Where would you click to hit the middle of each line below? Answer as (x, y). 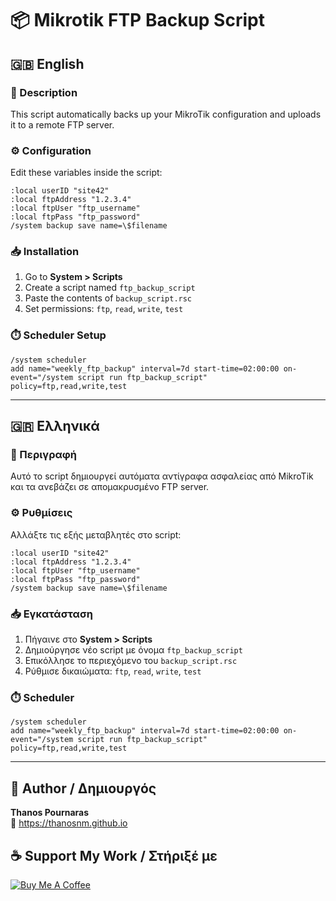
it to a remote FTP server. (62, 124)
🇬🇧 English (47, 63)
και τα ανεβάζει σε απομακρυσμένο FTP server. (110, 487)
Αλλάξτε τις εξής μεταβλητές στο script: (96, 534)
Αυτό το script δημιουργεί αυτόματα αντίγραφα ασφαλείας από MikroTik (162, 476)
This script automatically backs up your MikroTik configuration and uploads (166, 114)
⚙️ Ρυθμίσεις (41, 513)
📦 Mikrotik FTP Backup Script (137, 20)
